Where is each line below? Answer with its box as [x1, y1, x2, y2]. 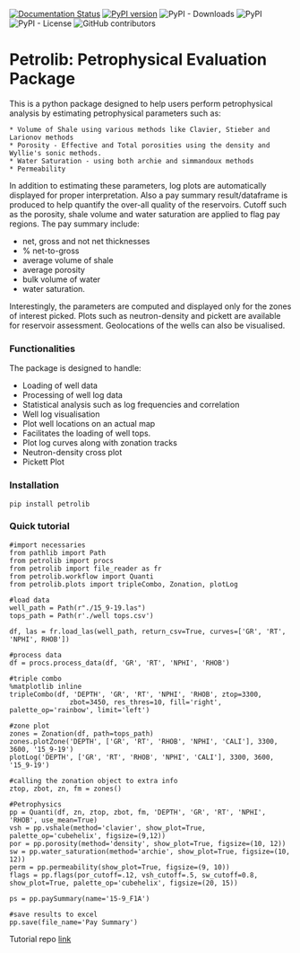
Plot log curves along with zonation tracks [21, 437, 177, 448]
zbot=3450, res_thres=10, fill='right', [69, 697, 222, 707]
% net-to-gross [21, 245, 80, 256]
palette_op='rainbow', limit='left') [9, 705, 150, 714]
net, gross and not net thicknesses [21, 235, 150, 246]
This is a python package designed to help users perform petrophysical [9, 98, 273, 109]
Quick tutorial [9, 520, 70, 533]
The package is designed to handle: [9, 363, 141, 374]
